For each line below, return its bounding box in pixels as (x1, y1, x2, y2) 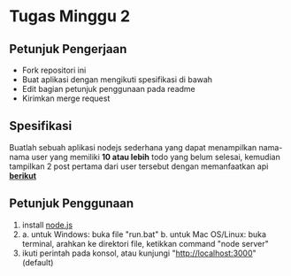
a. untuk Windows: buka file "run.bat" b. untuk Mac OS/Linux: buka (21, 228, 267, 240)
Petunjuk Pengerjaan (9, 42, 127, 57)
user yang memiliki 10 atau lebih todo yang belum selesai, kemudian (31, 151, 280, 162)
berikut (9, 170, 37, 180)
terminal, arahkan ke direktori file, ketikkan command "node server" (21, 238, 270, 249)
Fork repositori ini (21, 65, 87, 75)
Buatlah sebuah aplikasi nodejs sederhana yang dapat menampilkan (9, 142, 257, 152)
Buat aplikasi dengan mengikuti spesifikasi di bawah (21, 74, 213, 85)
